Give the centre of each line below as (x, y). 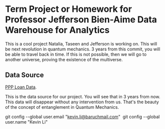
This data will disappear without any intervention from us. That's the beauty (82, 102)
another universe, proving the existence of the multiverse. (64, 59)
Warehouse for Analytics (57, 30)
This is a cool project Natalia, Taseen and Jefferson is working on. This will (81, 43)
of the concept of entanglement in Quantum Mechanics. (62, 107)
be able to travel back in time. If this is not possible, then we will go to (76, 54)
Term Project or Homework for (69, 9)
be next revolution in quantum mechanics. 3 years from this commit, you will (83, 49)
